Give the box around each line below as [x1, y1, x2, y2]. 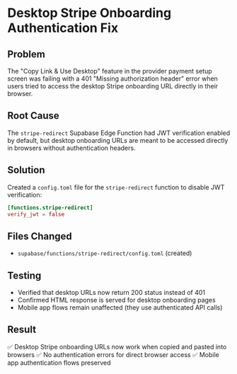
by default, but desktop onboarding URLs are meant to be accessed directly [7, 136, 229, 144]
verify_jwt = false [7, 211, 65, 218]
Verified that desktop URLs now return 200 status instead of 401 [17, 288, 206, 296]
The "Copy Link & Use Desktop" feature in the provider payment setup [7, 67, 212, 75]
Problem [7, 48, 46, 60]
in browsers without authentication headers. [7, 144, 136, 152]
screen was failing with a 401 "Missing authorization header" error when [7, 74, 218, 83]
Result [7, 324, 37, 336]
